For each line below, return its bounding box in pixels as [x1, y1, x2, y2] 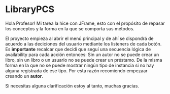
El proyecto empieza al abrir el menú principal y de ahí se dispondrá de [5, 35, 154, 41]
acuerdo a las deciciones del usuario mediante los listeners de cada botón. [5, 40, 162, 46]
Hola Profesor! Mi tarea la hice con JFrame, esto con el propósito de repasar [5, 20, 165, 26]
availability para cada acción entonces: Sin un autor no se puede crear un [5, 52, 159, 58]
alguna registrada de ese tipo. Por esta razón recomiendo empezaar [5, 67, 148, 74]
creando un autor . [5, 73, 44, 79]
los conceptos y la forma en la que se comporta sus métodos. [5, 25, 134, 31]
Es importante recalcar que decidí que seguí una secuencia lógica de [5, 46, 151, 52]
